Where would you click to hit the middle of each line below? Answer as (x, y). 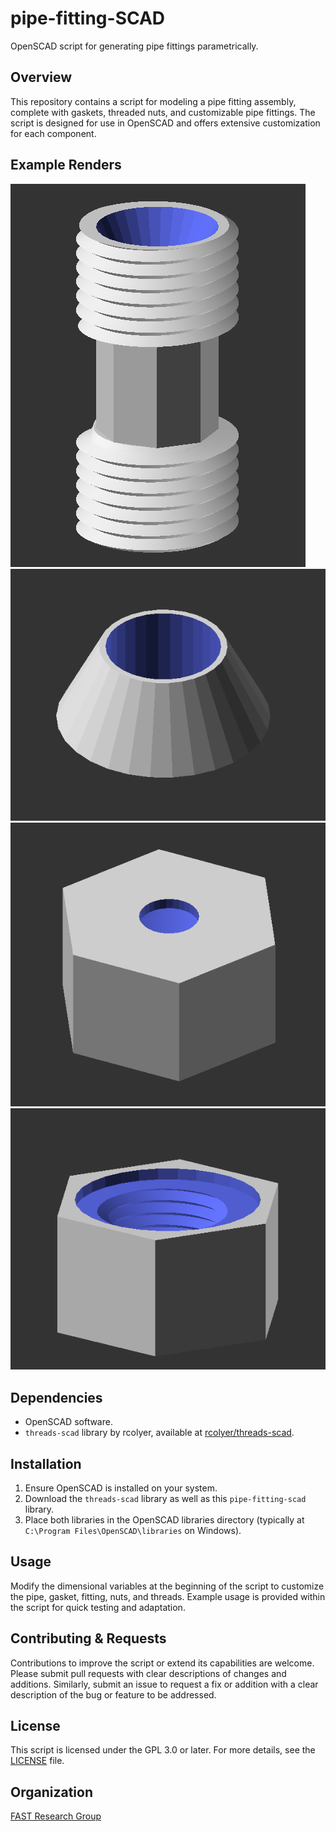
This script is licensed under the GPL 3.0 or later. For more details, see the (163, 1750)
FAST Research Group (56, 1816)
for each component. (53, 133)
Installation (46, 1463)
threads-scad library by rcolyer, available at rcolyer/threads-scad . (159, 1433)
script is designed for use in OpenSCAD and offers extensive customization (165, 123)
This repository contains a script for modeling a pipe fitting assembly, (153, 101)
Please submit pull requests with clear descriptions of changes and (148, 1673)
